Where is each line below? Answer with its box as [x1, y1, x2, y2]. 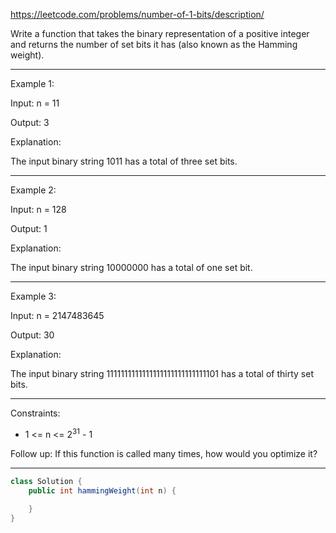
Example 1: [10, 78, 55, 89]
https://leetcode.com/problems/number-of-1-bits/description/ [10, 9, 265, 20]
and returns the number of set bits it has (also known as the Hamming [10, 39, 298, 50]
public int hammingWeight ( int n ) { [28, 485, 177, 496]
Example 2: [10, 184, 57, 196]
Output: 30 [10, 329, 55, 341]
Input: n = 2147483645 [10, 310, 105, 321]
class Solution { [10, 476, 83, 486]
